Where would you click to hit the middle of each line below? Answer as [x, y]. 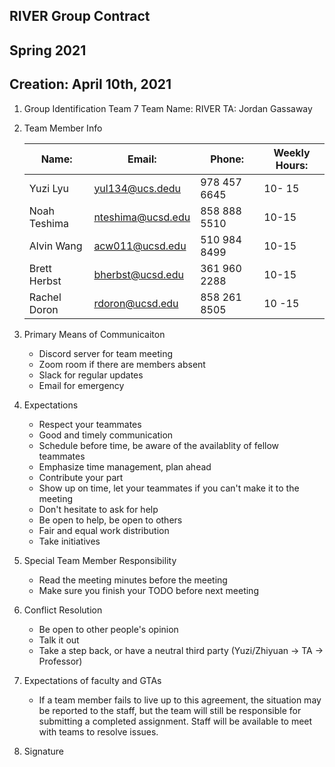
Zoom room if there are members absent [122, 364]
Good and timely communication [106, 435]
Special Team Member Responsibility [100, 560]
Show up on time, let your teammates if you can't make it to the [169, 488]
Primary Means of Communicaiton [94, 334]
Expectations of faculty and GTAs [92, 680]
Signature [43, 751]
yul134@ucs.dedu [137, 188]
